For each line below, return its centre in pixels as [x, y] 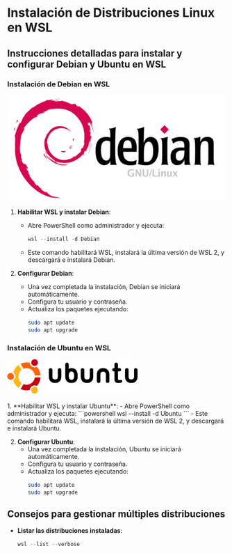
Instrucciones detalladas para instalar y [95, 53]
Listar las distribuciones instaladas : [70, 531]
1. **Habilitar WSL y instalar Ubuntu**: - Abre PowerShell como [98, 406]
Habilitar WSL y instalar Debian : [64, 212]
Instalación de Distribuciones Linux [111, 13]
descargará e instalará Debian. [72, 260]
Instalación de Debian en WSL [59, 84]
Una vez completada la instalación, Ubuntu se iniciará [105, 449]
